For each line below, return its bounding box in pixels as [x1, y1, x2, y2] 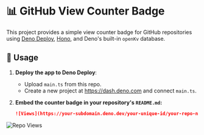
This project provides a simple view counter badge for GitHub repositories [6, 28, 192, 36]
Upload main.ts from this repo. [24, 80, 102, 88]
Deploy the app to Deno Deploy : [15, 69, 97, 76]
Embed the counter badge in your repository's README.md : [15, 99, 163, 106]
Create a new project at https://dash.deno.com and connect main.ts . [24, 87, 197, 94]
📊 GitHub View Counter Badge [6, 4, 165, 18]
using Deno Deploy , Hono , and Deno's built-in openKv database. [6, 35, 166, 42]
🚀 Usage [6, 52, 38, 63]
